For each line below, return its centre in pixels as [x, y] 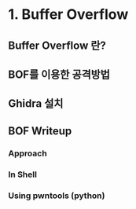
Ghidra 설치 [36, 104]
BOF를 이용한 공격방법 [59, 74]
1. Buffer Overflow [68, 15]
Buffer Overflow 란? [57, 45]
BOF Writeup [40, 131]
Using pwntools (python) [57, 196]
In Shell [23, 174]
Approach [28, 153]
